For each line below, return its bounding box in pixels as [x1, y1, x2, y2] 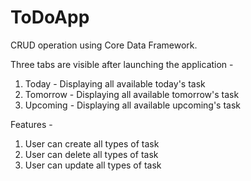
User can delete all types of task [24, 148, 159, 160]
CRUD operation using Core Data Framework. [10, 39, 198, 51]
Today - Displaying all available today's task [24, 77, 206, 90]
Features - [10, 118, 53, 130]
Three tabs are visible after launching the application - [10, 58, 234, 70]
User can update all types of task [24, 159, 162, 171]
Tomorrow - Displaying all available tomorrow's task [24, 88, 240, 100]
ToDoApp [10, 6, 90, 29]
